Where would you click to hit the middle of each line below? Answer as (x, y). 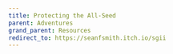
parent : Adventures (41, 23)
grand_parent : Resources (50, 30)
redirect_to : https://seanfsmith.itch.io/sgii (87, 38)
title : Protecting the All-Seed (62, 15)
